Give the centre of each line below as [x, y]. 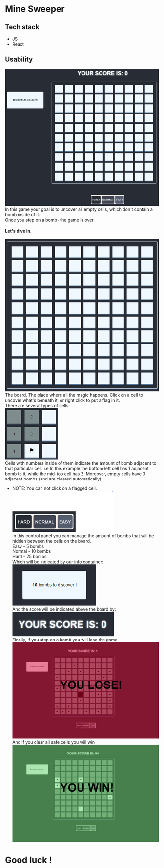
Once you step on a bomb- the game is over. [50, 220]
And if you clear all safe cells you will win [53, 742]
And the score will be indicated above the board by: [64, 609]
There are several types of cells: [37, 406]
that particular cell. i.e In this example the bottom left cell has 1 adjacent [77, 469]
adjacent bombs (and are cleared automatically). [54, 479]
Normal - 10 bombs [31, 551]
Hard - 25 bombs [29, 557]
